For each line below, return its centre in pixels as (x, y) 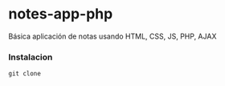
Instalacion (31, 57)
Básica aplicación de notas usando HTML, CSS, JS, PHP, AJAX (112, 36)
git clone (25, 74)
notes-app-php (61, 14)
